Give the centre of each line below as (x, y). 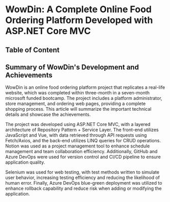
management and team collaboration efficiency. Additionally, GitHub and (81, 151)
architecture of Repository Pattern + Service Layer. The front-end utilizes (82, 130)
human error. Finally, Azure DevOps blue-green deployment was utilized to (84, 183)
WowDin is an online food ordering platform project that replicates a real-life (85, 87)
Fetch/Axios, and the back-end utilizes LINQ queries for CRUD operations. (83, 141)
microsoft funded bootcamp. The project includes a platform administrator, (84, 98)
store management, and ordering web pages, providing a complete (76, 104)
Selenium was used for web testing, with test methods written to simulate (82, 172)
